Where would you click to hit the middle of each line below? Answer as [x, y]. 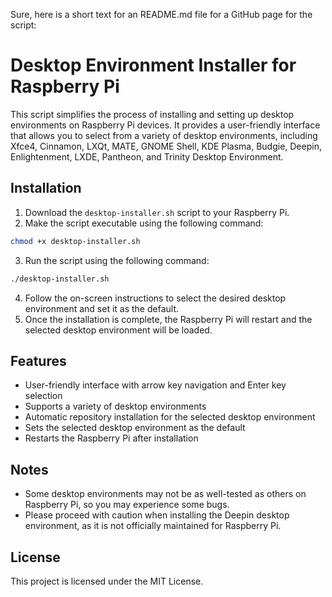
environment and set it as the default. [102, 308]
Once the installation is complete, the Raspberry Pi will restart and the [168, 319]
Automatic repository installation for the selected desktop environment [170, 417]
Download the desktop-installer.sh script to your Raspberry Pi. [157, 212]
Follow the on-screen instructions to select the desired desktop [155, 298]
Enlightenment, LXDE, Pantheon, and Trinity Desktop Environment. [147, 156]
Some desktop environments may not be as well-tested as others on [165, 494]
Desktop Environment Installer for [153, 65]
